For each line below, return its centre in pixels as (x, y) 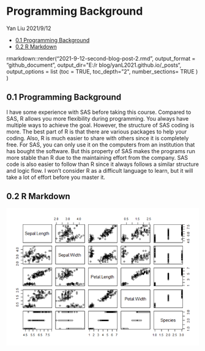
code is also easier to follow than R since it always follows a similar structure (102, 164)
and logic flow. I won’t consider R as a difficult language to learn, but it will (100, 170)
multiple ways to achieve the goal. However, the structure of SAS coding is (100, 125)
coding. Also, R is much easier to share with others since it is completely (98, 138)
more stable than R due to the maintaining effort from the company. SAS (97, 157)
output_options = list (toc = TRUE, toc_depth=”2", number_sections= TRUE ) (102, 71)
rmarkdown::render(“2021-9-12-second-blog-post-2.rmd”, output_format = (101, 58)
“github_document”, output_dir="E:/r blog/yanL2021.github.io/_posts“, (94, 65)
